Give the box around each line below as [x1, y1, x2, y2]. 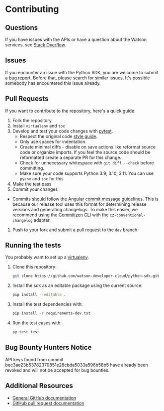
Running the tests [5, 241, 61, 250]
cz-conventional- [109, 213, 146, 218]
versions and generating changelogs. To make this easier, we [12, 206, 138, 212]
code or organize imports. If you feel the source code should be [19, 149, 151, 155]
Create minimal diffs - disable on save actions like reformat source [19, 143, 156, 150]
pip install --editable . [12, 292, 66, 297]
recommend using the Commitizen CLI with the [12, 212, 109, 218]
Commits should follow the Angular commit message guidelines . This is [12, 196, 159, 202]
